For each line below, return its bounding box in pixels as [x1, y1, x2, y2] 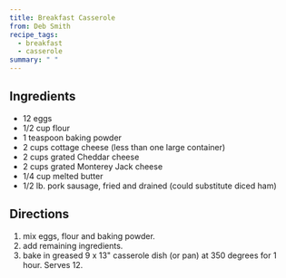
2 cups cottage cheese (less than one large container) [22, 141, 226, 152]
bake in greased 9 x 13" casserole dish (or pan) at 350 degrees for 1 [22, 250, 277, 261]
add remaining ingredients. [22, 240, 123, 251]
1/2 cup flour [22, 122, 71, 133]
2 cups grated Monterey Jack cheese [22, 160, 163, 172]
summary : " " [9, 55, 59, 64]
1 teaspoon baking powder [22, 132, 123, 143]
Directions [9, 206, 70, 222]
